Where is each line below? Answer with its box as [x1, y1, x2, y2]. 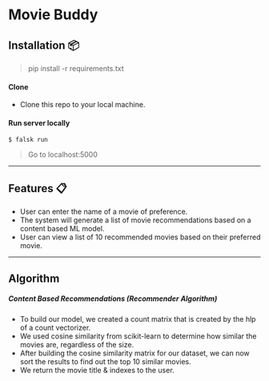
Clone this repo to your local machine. [19, 100, 146, 110]
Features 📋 [8, 182, 67, 195]
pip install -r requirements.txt [27, 64, 124, 73]
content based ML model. [19, 224, 105, 234]
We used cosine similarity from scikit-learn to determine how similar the [19, 331, 258, 341]
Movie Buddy [8, 6, 98, 24]
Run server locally [8, 118, 70, 127]
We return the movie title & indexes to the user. [19, 365, 175, 375]
